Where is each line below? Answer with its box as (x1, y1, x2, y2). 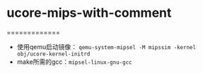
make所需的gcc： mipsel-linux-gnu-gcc (16, 58, 132, 66)
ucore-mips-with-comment (6, 5, 172, 21)
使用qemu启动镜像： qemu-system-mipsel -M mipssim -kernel (16, 42, 196, 51)
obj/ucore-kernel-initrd (16, 51, 91, 58)
